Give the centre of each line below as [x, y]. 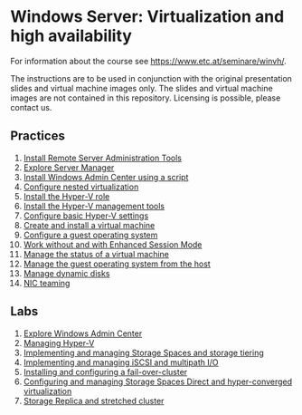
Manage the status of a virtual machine [96, 254]
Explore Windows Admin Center [83, 333]
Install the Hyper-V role [66, 196]
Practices [38, 136]
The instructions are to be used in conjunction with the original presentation [151, 78]
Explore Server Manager [69, 167]
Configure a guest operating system [90, 235]
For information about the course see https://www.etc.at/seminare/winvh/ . [149, 61]
